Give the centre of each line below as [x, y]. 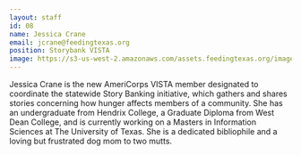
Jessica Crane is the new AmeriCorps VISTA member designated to [134, 84]
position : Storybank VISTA [60, 51]
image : [21, 59]
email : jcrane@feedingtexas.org [69, 42]
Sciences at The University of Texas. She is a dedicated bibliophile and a [143, 131]
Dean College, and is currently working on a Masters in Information [133, 122]
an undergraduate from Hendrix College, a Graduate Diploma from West [142, 113]
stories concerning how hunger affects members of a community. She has [146, 103]
